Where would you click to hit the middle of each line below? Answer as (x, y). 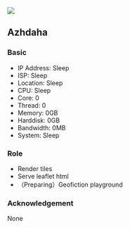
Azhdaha (27, 33)
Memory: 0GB (38, 113)
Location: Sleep (40, 83)
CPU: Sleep (34, 90)
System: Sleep (38, 135)
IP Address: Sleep (43, 68)
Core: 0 (28, 98)
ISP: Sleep (32, 75)
